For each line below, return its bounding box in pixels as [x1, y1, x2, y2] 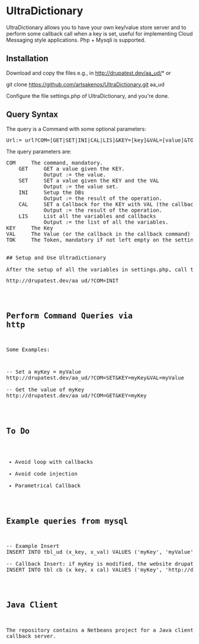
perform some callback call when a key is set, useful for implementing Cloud [6, 30, 193, 37]
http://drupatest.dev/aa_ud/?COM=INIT [6, 277, 119, 284]
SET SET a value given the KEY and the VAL [18, 177, 160, 184]
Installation [6, 53, 49, 63]
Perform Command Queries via [6, 311, 133, 321]
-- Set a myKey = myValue [6, 369, 82, 375]
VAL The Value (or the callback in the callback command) [6, 230, 191, 237]
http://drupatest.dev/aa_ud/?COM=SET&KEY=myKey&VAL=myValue [6, 375, 185, 381]
